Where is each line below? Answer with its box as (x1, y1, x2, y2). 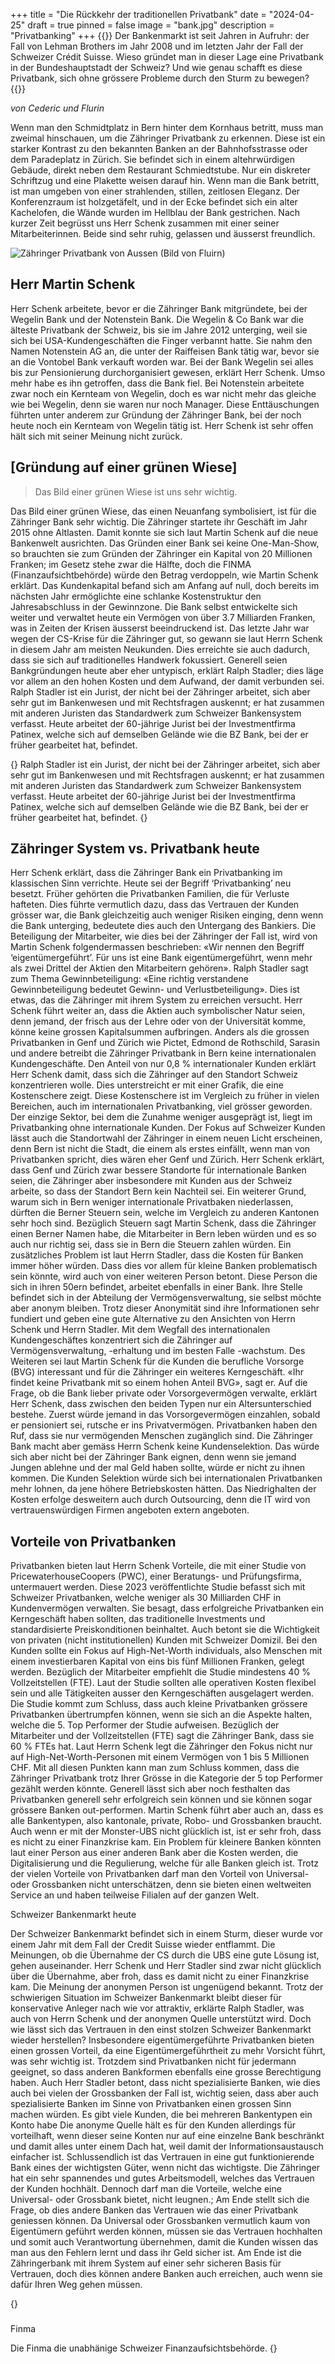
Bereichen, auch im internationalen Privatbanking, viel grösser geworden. (10, 1100, 313, 1113)
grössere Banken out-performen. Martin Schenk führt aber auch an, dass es (10, 1804, 324, 1816)
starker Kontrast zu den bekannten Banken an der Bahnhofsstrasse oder (10, 143, 308, 154)
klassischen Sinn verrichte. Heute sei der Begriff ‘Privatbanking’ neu (10, 877, 292, 889)
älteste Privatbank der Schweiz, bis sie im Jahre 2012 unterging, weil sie (10, 324, 308, 336)
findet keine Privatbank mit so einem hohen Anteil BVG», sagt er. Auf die (10, 1377, 308, 1389)
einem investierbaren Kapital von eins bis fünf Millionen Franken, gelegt (10, 1655, 305, 1668)
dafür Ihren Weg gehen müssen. (10, 2279, 143, 2291)
